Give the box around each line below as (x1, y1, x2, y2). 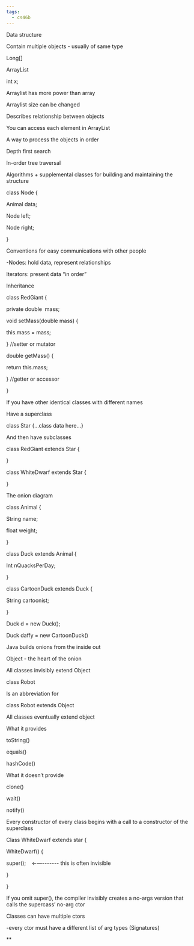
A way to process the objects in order (6, 136, 99, 143)
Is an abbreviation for (6, 690, 59, 697)
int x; (6, 78, 19, 85)
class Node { (6, 189, 38, 196)
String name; (6, 515, 38, 522)
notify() (6, 806, 25, 814)
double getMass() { (6, 352, 54, 359)
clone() (6, 783, 24, 790)
